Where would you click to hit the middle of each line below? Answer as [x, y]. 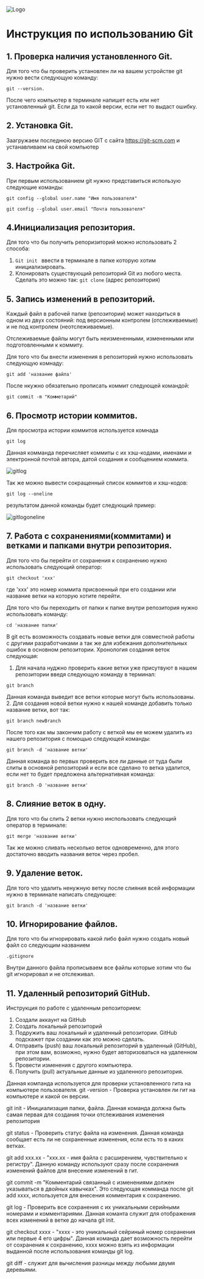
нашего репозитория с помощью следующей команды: [79, 739]
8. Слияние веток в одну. [56, 804]
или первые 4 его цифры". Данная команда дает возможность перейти [99, 1238]
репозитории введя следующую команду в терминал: [86, 674]
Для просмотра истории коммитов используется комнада [83, 430]
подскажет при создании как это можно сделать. [80, 1040]
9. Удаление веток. [45, 873]
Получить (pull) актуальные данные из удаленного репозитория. [99, 1072]
